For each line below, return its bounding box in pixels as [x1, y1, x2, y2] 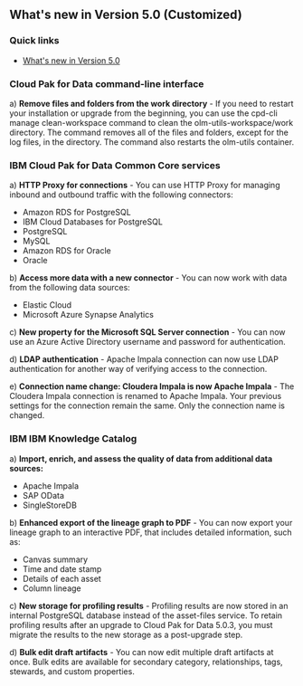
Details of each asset [22, 573, 101, 584]
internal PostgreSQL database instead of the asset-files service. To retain [9, 610, 283, 621]
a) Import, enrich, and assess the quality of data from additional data [9, 453, 273, 464]
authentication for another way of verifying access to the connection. [9, 364, 268, 375]
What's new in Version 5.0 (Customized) [9, 7, 242, 23]
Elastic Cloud [22, 300, 72, 310]
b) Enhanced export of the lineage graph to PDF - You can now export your [9, 517, 293, 528]
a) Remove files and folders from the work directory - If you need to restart [9, 98, 294, 109]
